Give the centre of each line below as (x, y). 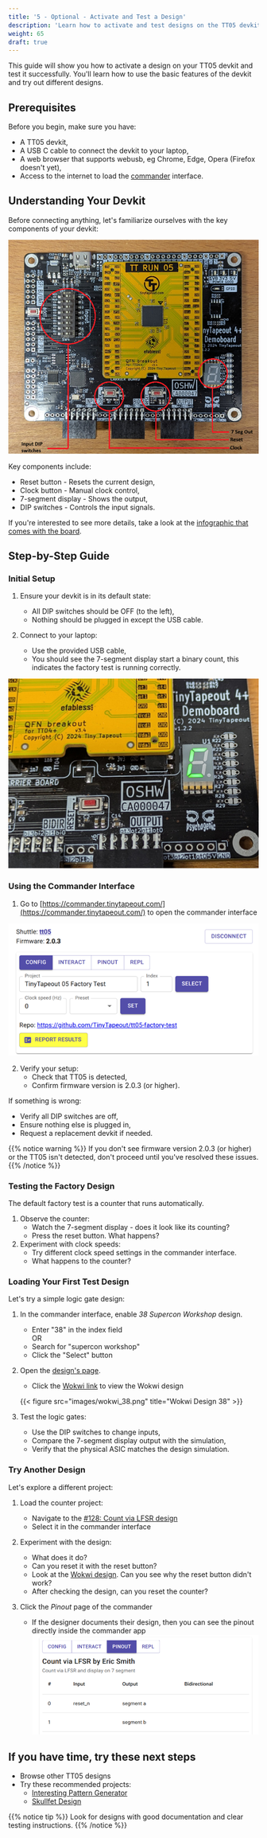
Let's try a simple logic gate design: (67, 1299)
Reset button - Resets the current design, (87, 482)
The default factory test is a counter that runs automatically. (106, 1204)
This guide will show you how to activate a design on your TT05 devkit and (131, 66)
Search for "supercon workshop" (86, 1347)
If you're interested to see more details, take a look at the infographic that (128, 522)
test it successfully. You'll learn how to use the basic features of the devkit (130, 74)
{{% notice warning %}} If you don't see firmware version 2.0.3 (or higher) (130, 1148)
